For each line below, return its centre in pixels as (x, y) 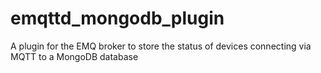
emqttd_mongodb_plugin (117, 18)
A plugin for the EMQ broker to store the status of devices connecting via (161, 46)
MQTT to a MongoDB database (74, 56)
